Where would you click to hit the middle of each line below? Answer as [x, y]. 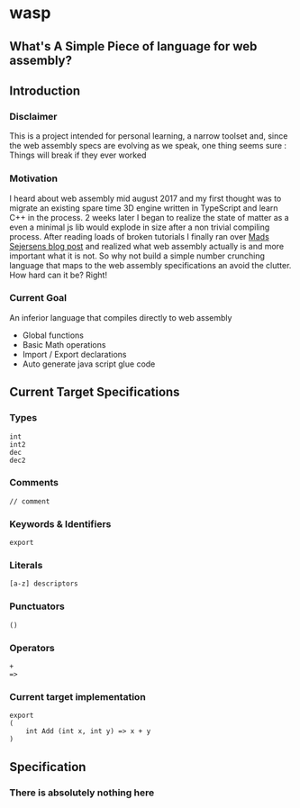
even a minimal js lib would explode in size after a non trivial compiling [140, 227]
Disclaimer [33, 116]
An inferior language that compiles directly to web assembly [121, 317]
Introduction [45, 91]
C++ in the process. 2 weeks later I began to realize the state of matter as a [150, 217]
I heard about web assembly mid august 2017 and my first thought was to [145, 198]
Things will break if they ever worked [78, 155]
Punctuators [37, 606]
